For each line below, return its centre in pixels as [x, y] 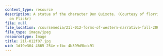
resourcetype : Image [26, 37]
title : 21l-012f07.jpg [28, 41]
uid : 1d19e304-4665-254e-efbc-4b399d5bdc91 [50, 46]
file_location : [20, 28]
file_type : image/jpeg [28, 32]
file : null [16, 23]
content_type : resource [29, 9]
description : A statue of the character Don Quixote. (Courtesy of [75, 14]
